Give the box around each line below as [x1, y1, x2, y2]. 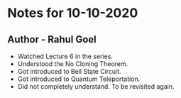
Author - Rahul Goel [7, 33, 97, 45]
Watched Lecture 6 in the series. [17, 52, 114, 60]
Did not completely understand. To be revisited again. [17, 82, 175, 90]
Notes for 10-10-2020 [7, 5, 138, 21]
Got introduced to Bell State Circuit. [17, 67, 122, 75]
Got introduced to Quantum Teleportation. [17, 75, 141, 83]
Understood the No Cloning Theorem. [17, 60, 128, 68]
